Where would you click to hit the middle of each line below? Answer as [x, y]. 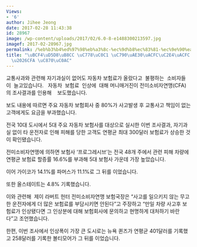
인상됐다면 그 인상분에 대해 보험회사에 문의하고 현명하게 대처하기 [95, 211]
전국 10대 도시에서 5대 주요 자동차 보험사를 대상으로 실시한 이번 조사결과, [89, 125]
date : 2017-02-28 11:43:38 [39, 28]
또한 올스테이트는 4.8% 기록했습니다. [48, 184]
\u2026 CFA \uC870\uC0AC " [42, 60]
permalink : [19, 50]
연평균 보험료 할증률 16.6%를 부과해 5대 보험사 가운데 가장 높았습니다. [86, 159]
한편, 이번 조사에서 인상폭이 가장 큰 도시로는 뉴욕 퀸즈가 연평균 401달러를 [89, 231]
